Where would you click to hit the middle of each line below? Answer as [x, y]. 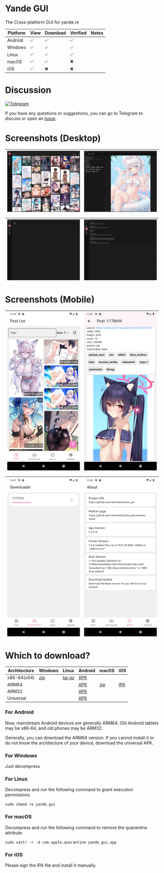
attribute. [14, 833]
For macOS [19, 817]
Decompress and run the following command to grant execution [69, 790]
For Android [20, 712]
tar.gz [69, 678]
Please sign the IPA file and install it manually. [51, 865]
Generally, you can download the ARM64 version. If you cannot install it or [80, 738]
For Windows [21, 755]
